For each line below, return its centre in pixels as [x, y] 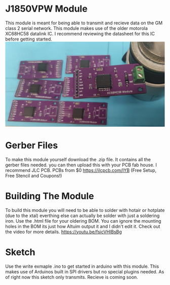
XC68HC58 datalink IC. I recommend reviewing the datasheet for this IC [80, 33]
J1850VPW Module [46, 9]
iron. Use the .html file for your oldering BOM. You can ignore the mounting [83, 221]
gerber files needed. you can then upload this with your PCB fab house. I [81, 165]
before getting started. [29, 39]
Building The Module [50, 196]
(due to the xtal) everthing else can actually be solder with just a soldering [82, 216]
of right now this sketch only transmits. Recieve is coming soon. [72, 277]
